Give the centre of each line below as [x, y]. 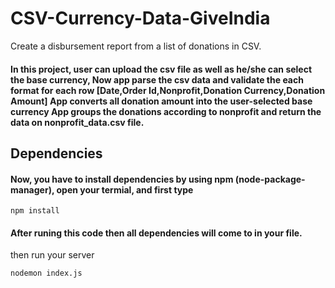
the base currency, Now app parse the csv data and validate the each [157, 79]
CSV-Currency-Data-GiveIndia [140, 18]
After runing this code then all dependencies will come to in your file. [156, 233]
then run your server [52, 255]
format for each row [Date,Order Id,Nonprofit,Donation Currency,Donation [168, 90]
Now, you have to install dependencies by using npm [122, 179]
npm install [35, 211]
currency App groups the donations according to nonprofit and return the [166, 111]
